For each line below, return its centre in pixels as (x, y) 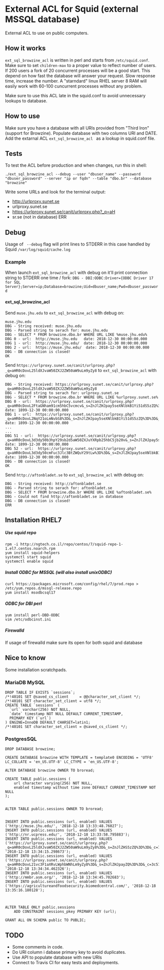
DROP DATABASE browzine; (30, 749)
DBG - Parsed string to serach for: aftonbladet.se (59, 488)
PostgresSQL (21, 739)
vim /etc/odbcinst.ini (28, 619)
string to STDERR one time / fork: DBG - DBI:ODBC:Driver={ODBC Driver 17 (79, 278)
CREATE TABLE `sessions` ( (32, 705)
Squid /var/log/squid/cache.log (38, 249)
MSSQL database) (42, 19)
